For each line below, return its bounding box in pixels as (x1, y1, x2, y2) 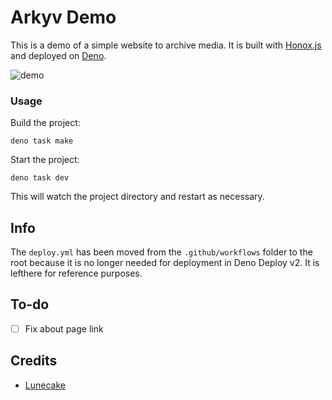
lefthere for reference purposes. (10, 267, 143, 280)
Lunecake (24, 379, 66, 391)
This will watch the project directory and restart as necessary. (10, 191, 265, 203)
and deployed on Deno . (10, 49, 107, 61)
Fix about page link (24, 322, 104, 335)
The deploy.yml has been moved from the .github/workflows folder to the (10, 246, 313, 258)
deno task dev (10, 173, 70, 183)
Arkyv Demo (10, 6, 117, 29)
